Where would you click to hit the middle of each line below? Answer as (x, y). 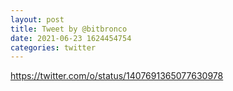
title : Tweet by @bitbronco (69, 29)
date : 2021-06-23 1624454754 (71, 38)
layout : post (37, 19)
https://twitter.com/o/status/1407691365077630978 (117, 76)
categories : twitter (53, 47)
